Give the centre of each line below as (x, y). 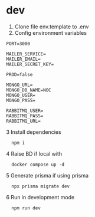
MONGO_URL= (19, 85)
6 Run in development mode (40, 197)
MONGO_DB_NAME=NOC (29, 90)
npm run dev (26, 208)
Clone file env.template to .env (52, 27)
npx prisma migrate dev (40, 186)
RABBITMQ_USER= (25, 111)
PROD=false (19, 74)
